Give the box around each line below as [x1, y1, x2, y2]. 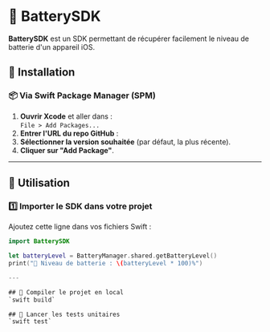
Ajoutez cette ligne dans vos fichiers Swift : [8, 222, 152, 232]
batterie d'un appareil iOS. [8, 42, 95, 51]
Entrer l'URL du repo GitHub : [19, 128, 119, 138]
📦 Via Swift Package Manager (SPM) [8, 90, 157, 101]
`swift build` [8, 296, 56, 304]
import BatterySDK [8, 237, 70, 245]
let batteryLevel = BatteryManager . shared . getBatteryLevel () [8, 252, 218, 260]
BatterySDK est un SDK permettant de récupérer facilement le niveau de [8, 34, 249, 43]
